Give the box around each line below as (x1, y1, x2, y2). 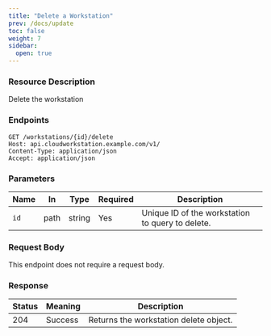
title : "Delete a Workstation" (8, 11, 114, 20)
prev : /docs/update (8, 19, 74, 27)
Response (8, 280, 48, 292)
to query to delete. (141, 217, 211, 229)
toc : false (8, 27, 45, 35)
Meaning (45, 300, 81, 312)
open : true (15, 49, 52, 57)
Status (12, 300, 39, 312)
